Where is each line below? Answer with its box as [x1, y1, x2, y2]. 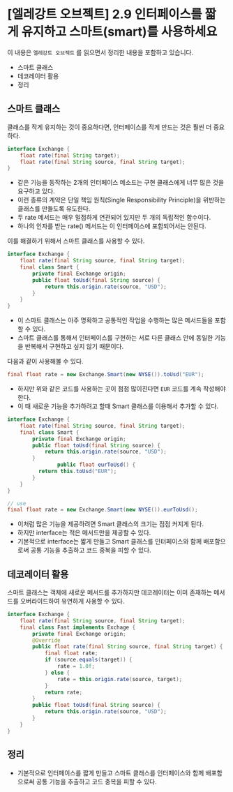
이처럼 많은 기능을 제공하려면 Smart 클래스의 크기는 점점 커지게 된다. [17, 520, 204, 528]
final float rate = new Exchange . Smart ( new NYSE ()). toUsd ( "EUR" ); [7, 371, 204, 378]
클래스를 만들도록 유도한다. [17, 204, 91, 213]
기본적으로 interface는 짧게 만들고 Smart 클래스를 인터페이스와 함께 [17, 537, 202, 546]
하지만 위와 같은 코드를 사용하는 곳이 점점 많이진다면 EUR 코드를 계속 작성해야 [17, 384, 226, 393]
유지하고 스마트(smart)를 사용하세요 [21, 24, 218, 40]
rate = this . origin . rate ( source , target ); [57, 675, 183, 682]
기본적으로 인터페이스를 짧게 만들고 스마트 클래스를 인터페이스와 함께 [17, 768, 204, 777]
